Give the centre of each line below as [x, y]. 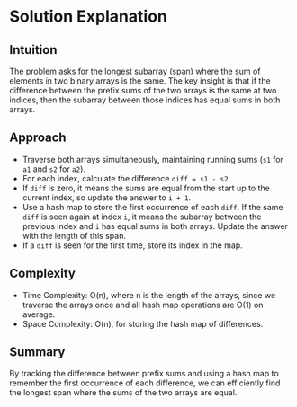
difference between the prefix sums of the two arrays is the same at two [143, 90]
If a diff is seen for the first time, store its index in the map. [132, 245]
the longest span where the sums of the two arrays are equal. [123, 393]
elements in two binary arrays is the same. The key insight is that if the [140, 81]
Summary [37, 352]
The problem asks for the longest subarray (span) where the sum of [135, 71]
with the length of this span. [74, 235]
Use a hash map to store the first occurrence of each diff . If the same [153, 207]
